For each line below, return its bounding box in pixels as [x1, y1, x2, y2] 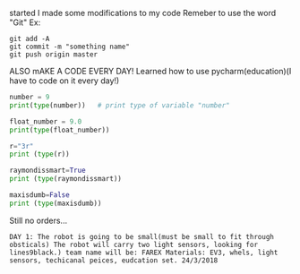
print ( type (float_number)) [9, 125, 110, 134]
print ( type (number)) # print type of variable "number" [9, 100, 230, 110]
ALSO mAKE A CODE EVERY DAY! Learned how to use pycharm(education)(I [9, 66, 292, 76]
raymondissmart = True [9, 166, 87, 176]
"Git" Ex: [9, 17, 41, 28]
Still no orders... [9, 215, 68, 226]
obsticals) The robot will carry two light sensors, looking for [9, 240, 258, 249]
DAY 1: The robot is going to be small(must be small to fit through [9, 232, 275, 241]
